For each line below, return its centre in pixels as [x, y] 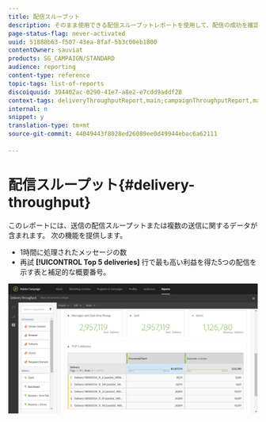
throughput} [49, 202]
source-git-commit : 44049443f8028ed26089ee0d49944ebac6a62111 [113, 134]
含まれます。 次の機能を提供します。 [68, 235]
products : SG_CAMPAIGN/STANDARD [61, 59]
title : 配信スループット [44, 17]
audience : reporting [42, 67]
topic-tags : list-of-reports [56, 83]
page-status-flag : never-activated [67, 33]
